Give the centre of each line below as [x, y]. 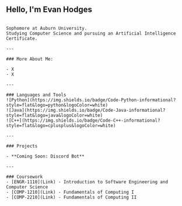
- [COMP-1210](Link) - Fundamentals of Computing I [70, 192]
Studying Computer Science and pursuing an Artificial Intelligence [91, 33]
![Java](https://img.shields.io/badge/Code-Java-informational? [86, 110]
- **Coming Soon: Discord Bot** [45, 156]
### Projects [22, 146]
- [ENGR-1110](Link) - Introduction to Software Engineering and [87, 182]
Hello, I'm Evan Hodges [49, 10]
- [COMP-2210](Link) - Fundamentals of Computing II [71, 197]
